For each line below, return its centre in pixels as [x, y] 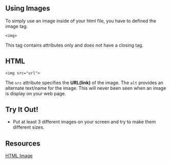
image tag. [17, 26]
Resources [23, 143]
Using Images [28, 8]
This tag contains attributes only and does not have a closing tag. [74, 45]
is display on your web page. [36, 93]
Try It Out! [22, 110]
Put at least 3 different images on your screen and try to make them [84, 122]
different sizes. [28, 127]
